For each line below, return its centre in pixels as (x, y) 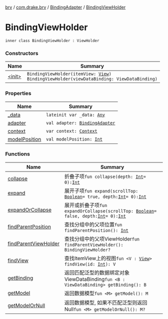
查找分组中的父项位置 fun (93, 224)
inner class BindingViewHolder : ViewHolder (52, 40)
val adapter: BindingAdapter (80, 123)
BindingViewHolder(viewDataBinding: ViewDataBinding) (92, 79)
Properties (18, 93)
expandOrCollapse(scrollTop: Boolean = (110, 211)
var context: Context (71, 131)
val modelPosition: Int (74, 139)
